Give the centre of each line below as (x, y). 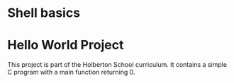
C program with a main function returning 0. (72, 72)
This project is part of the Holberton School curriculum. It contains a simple (117, 65)
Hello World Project (66, 45)
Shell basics (44, 13)
